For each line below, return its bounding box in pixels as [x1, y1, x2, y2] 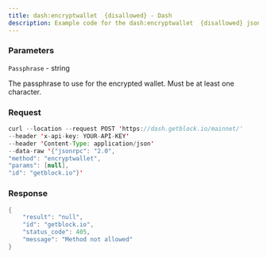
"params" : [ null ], [8, 162, 69, 170]
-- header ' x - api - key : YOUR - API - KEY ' [8, 132, 130, 140]
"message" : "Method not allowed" [22, 236, 133, 244]
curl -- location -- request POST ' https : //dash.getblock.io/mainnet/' [8, 125, 244, 133]
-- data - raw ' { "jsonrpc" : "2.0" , [8, 147, 115, 155]
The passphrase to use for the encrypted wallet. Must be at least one [8, 79, 234, 88]
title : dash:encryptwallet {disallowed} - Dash [8, 11, 172, 20]
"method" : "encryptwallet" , [8, 154, 102, 163]
